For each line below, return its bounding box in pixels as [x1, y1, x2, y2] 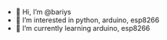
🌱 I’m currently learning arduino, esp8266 [15, 24, 151, 32]
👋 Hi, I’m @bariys [15, 8, 72, 16]
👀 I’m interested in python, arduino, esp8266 [15, 15, 160, 25]
